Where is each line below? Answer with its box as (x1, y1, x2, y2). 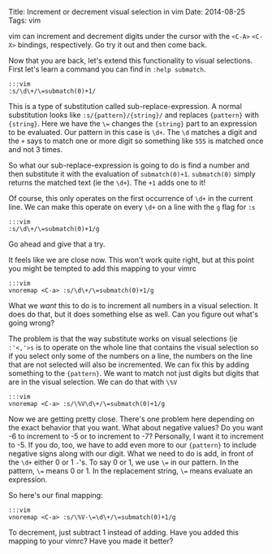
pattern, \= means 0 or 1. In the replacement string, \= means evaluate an (8, 466, 253, 475)
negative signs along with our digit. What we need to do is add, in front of (8, 449, 254, 458)
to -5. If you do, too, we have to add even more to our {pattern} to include (8, 440, 257, 450)
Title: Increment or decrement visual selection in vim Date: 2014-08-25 (8, 7, 245, 16)
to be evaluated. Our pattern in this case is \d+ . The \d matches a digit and (8, 128, 257, 137)
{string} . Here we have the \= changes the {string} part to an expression (8, 119, 257, 129)
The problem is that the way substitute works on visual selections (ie (8, 334, 238, 343)
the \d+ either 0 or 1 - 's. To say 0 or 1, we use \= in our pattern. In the (8, 457, 240, 467)
